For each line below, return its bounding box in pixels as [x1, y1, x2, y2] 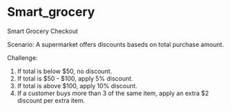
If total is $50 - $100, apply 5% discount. [17, 74, 133, 83]
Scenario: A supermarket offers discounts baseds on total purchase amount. [7, 40, 224, 48]
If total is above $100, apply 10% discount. [17, 81, 138, 90]
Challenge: [7, 53, 38, 62]
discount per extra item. [17, 96, 86, 104]
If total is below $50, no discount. [17, 67, 112, 75]
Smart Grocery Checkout [7, 27, 78, 35]
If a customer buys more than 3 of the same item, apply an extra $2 [17, 89, 209, 97]
